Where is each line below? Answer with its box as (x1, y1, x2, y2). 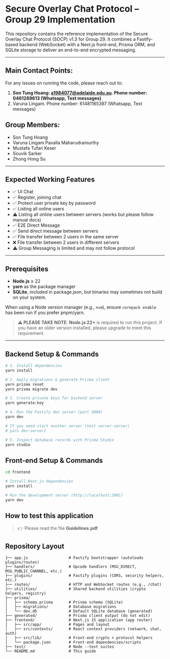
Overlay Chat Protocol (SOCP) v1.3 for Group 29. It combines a (5, 36, 136, 42)
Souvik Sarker (12, 150, 42, 156)
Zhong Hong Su (12, 155, 46, 162)
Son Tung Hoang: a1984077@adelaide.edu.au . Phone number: (12, 89, 147, 96)
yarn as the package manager (12, 284, 76, 290)
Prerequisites (5, 265, 49, 273)
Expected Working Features (5, 175, 95, 183)
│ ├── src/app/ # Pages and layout (5, 622, 110, 627)
